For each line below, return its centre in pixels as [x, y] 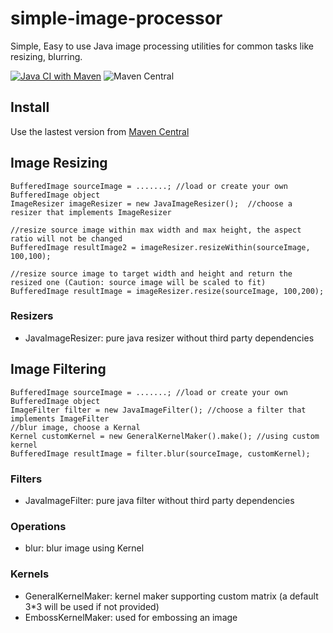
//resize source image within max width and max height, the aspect [156, 230]
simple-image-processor [116, 18]
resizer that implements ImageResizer [91, 212]
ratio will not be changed [66, 238]
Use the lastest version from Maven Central [100, 131]
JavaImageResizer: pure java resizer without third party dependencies [169, 338]
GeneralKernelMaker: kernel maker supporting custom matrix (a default [171, 596]
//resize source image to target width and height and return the [151, 273]
